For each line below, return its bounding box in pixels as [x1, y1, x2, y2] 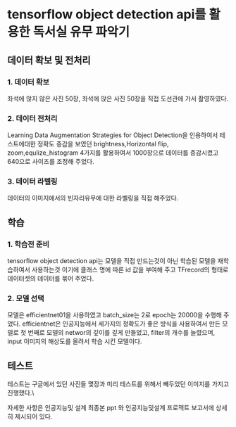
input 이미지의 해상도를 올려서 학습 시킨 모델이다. [7, 337, 142, 345]
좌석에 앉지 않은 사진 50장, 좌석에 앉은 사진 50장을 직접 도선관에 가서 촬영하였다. [7, 94, 229, 103]
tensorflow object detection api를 [7, 6, 206, 23]
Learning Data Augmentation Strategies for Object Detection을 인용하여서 [7, 131, 218, 139]
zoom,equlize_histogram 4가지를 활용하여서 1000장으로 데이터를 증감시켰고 [7, 148, 219, 157]
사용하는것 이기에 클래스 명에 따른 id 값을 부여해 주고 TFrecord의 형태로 [31, 265, 229, 274]
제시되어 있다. [14, 412, 53, 421]
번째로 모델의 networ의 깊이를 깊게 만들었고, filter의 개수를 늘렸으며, [27, 329, 216, 337]
